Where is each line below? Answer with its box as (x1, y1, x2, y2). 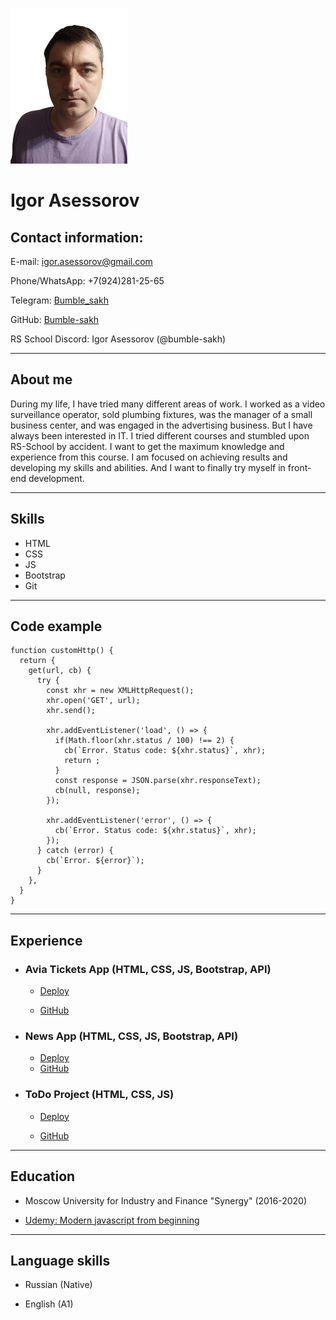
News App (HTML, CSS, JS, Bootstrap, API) (24, 1029, 239, 1043)
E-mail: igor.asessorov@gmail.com (10, 256, 153, 267)
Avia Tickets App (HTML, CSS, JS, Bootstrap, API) (24, 962, 272, 976)
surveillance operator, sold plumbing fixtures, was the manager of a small (10, 408, 313, 420)
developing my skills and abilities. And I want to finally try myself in (10, 461, 286, 473)
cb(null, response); (54, 786, 141, 796)
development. (28, 472, 85, 484)
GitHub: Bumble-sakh (10, 314, 100, 325)
